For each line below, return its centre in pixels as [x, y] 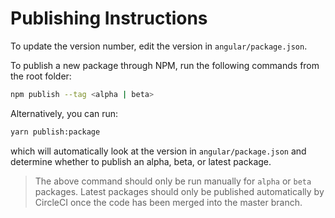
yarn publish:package [55, 132]
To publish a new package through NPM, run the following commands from [165, 65]
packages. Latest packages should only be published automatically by [179, 191]
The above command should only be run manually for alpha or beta [173, 181]
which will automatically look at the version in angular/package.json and [158, 151]
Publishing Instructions [109, 18]
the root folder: [41, 76]
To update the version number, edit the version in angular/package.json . [159, 46]
